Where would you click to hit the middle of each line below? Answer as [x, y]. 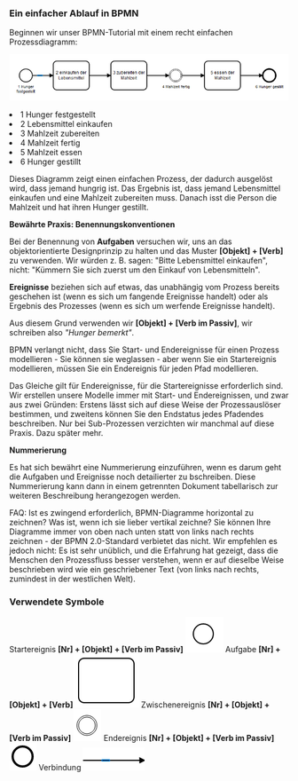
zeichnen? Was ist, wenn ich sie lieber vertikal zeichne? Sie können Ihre [140, 523]
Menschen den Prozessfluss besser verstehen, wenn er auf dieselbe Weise [147, 560]
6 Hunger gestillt [51, 162]
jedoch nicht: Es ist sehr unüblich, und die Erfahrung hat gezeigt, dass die [144, 551]
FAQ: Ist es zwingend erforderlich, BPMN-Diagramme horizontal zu [132, 513]
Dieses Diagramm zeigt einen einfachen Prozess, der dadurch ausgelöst [141, 179]
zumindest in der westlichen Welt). [72, 579]
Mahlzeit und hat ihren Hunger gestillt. [79, 208]
